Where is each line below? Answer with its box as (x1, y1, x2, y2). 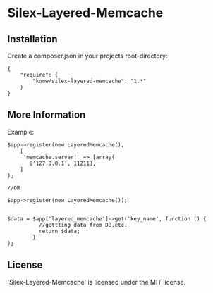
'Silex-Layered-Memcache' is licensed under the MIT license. (7, 278, 186, 286)
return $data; (38, 227, 80, 235)
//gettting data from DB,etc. (38, 221, 128, 228)
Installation (7, 33, 58, 45)
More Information (7, 109, 86, 121)
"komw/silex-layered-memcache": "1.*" (32, 77, 147, 85)
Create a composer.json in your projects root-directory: (7, 51, 168, 60)
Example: (7, 127, 35, 136)
